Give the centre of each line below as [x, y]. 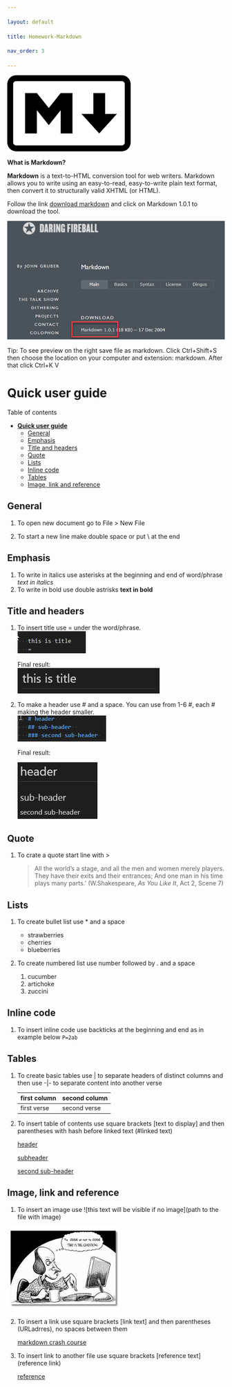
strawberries [46, 935]
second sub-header [45, 1171]
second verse [81, 1108]
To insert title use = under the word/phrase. [79, 628]
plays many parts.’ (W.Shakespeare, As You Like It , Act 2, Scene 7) [129, 883]
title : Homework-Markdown [44, 37]
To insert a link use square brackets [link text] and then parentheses [114, 1321]
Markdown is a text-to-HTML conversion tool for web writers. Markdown [111, 176]
